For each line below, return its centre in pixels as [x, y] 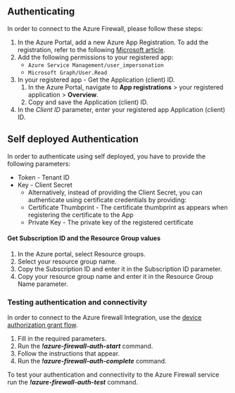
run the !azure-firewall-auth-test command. [73, 382]
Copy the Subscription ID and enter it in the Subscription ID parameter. [120, 269]
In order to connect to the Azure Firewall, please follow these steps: [105, 28]
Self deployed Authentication [73, 139]
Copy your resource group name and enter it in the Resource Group [115, 276]
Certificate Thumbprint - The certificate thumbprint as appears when [128, 207]
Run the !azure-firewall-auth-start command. [85, 346]
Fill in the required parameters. [62, 339]
